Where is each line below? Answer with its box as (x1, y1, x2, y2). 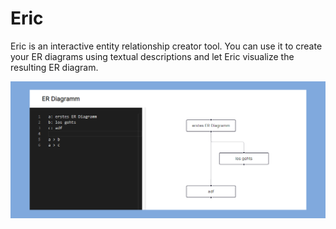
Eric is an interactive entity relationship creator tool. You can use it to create (10, 40, 323, 52)
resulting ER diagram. (10, 61, 99, 73)
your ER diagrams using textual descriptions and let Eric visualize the (10, 50, 295, 62)
